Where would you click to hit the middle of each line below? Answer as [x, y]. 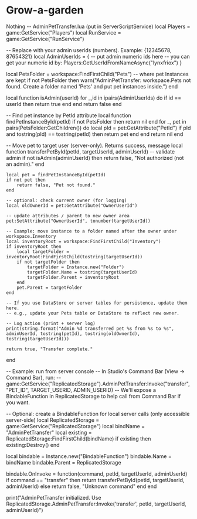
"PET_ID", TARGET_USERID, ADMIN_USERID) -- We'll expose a [81, 390]
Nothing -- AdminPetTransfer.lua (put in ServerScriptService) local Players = [98, 26]
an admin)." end [25, 164]
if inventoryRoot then [34, 247]
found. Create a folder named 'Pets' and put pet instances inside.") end [92, 86]
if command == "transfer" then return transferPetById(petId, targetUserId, [95, 480]
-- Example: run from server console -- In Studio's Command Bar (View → [95, 371]
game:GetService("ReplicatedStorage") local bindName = [76, 426]
